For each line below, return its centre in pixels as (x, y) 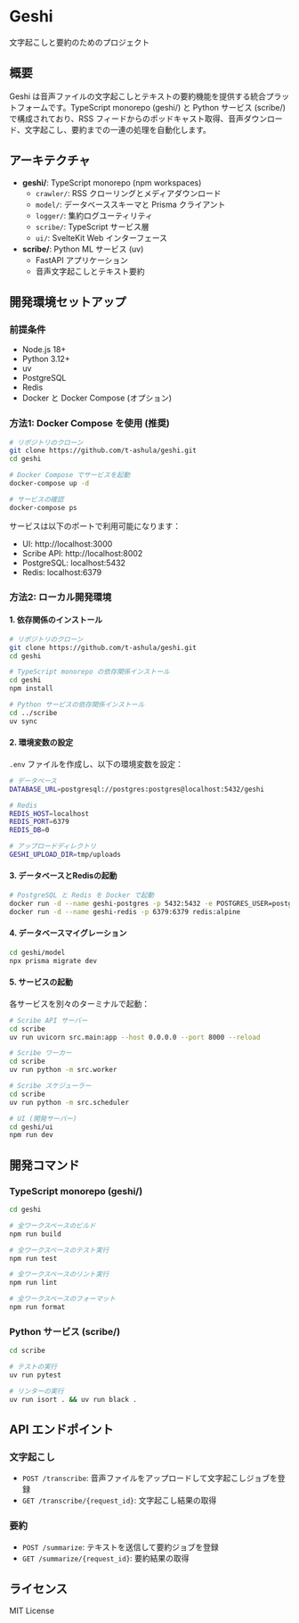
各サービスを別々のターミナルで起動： (79, 1003)
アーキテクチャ (50, 161)
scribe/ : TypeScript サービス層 (92, 227)
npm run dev (31, 1135)
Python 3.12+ (46, 359)
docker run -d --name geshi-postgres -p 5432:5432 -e (111, 903)
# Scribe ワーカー (40, 1053)
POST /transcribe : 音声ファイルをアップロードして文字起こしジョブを (149, 1479)
